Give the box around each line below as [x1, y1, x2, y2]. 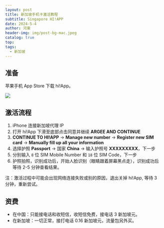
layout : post [5, 7, 32, 12]
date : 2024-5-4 [5, 21, 37, 26]
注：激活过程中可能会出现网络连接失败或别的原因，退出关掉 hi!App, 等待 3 [5, 175, 157, 181]
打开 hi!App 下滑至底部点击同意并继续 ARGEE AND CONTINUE [12, 129, 141, 135]
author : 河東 [5, 26, 31, 31]
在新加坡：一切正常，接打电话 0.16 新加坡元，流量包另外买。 [12, 218, 137, 224]
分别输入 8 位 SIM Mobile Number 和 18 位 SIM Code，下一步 [12, 152, 137, 158]
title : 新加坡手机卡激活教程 [5, 12, 58, 17]
